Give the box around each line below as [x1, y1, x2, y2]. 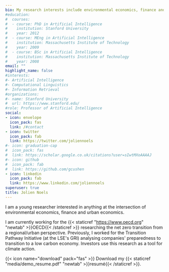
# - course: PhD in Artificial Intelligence [5, 21, 102, 27]
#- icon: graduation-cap [5, 143, 57, 149]
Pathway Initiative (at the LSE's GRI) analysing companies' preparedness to [5, 235, 161, 241]
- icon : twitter [5, 129, 39, 134]
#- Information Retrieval [5, 87, 59, 92]
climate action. [5, 245, 36, 252]
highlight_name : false [5, 69, 53, 74]
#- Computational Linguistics [5, 82, 69, 87]
